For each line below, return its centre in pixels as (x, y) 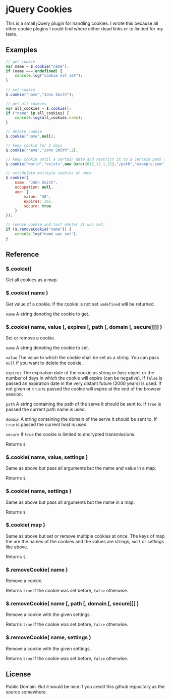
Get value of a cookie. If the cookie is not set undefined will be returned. (80, 304)
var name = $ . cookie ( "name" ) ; (38, 66)
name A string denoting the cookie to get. (48, 314)
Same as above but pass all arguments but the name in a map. (70, 502)
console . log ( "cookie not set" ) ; (49, 76)
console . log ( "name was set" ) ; (47, 234)
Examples (21, 50)
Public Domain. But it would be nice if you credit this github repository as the (85, 686)
